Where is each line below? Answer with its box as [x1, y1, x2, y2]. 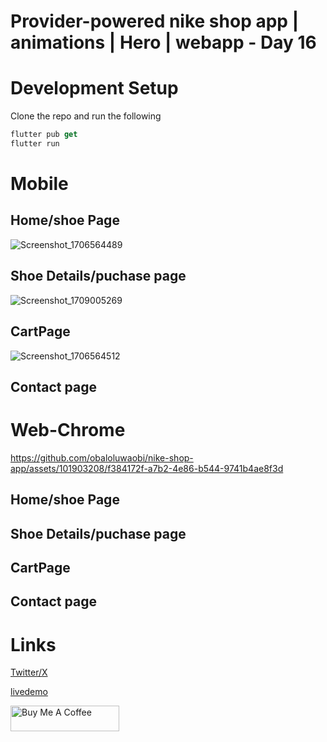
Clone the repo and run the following [10, 110, 162, 122]
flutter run [10, 139, 60, 149]
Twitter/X [10, 666, 48, 679]
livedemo [10, 686, 48, 698]
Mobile [10, 173, 69, 195]
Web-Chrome [10, 419, 126, 442]
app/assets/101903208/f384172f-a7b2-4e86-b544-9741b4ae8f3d [10, 462, 284, 474]
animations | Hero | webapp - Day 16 [10, 31, 317, 54]
